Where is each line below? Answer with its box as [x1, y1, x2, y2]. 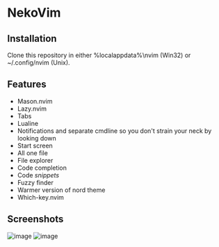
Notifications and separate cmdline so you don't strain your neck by [17, 127, 212, 135]
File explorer [17, 156, 54, 164]
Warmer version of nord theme [17, 186, 106, 194]
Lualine [17, 119, 39, 127]
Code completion [17, 164, 67, 172]
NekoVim [7, 5, 61, 21]
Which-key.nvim [17, 193, 65, 201]
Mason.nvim [17, 97, 53, 105]
